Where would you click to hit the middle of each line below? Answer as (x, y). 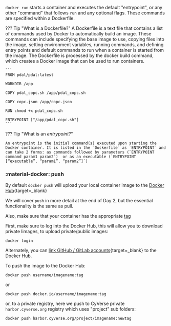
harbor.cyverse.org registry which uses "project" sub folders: (71, 309)
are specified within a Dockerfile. (40, 18)
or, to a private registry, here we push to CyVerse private (65, 304)
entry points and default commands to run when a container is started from (84, 50)
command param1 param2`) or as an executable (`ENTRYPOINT (71, 157)
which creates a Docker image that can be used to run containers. (75, 61)
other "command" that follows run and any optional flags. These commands (85, 13)
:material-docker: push (35, 174)
